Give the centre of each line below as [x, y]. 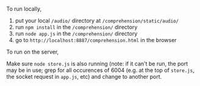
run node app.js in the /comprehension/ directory [76, 34]
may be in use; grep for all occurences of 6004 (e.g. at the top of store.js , [100, 70]
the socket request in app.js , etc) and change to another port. [84, 77]
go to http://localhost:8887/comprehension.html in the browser [96, 40]
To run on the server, [33, 52]
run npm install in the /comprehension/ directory [76, 27]
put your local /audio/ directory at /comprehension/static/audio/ [97, 20]
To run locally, [24, 9]
